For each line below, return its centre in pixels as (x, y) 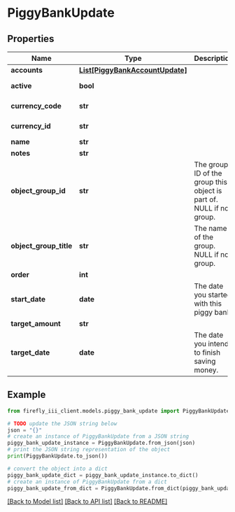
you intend (212, 344)
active (21, 86)
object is (208, 191)
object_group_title (42, 246)
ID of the (208, 173)
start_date (28, 299)
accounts (27, 70)
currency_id (31, 126)
